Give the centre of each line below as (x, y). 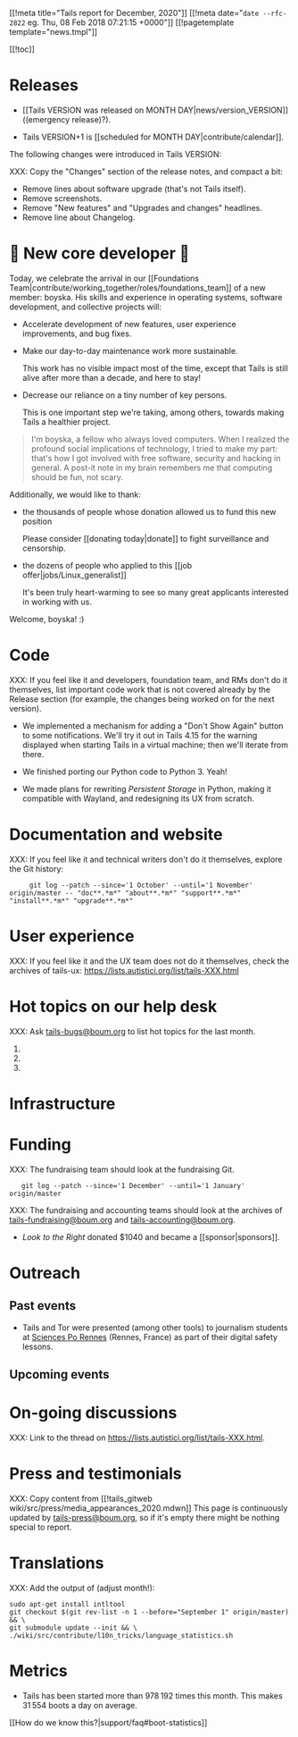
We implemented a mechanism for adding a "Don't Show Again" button (153, 725)
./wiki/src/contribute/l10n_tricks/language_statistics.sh (121, 1635)
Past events (43, 1306)
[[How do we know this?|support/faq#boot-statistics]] (108, 1722)
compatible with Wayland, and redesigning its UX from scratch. (138, 798)
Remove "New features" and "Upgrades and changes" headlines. (142, 207)
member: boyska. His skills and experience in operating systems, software (146, 297)
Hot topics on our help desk (113, 1006)
